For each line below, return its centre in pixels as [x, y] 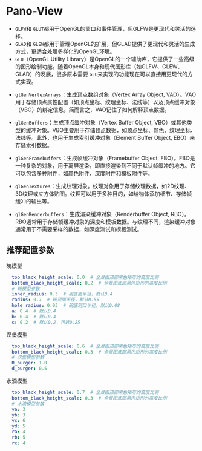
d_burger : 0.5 [29, 369]
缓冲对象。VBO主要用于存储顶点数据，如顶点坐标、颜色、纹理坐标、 [111, 130]
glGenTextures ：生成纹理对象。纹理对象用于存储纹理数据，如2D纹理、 [103, 186]
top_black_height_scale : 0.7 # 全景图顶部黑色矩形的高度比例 [85, 392]
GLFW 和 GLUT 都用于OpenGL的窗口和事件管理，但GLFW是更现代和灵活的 [103, 28]
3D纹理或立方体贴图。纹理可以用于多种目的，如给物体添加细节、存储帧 [103, 193]
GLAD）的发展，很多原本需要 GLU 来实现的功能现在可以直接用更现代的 [101, 74]
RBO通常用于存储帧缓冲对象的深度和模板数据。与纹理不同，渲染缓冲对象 [105, 222]
